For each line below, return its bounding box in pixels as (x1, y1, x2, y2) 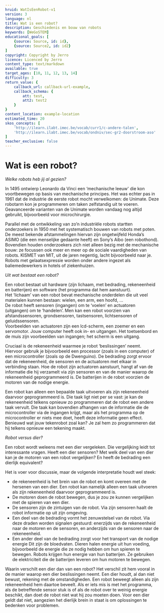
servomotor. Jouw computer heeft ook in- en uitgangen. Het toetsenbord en (5, 328, 158, 334)
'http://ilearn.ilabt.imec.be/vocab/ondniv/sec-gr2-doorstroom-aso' (14, 130, 156, 135)
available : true (5, 66, 38, 71)
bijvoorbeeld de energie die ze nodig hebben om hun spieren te (12, 546, 140, 552)
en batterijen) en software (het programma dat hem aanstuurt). (5, 286, 132, 292)
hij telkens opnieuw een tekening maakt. (5, 425, 86, 431)
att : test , (22, 93, 45, 98)
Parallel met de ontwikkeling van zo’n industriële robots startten (5, 221, 133, 227)
